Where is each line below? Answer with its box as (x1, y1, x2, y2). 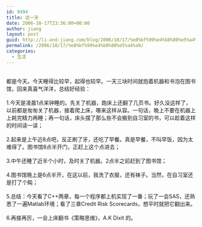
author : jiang (6, 25, 42, 32)
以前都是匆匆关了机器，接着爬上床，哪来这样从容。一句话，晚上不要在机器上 (6, 106, 196, 113)
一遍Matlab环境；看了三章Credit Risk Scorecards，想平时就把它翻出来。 (16, 200, 196, 207)
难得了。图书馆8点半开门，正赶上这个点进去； (6, 143, 120, 150)
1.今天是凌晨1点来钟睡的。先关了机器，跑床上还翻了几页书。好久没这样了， (6, 99, 191, 106)
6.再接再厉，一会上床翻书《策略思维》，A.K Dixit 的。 (6, 214, 136, 221)
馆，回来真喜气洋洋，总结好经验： (6, 85, 91, 92)
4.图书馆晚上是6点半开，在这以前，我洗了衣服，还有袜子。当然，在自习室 (6, 171, 188, 178)
